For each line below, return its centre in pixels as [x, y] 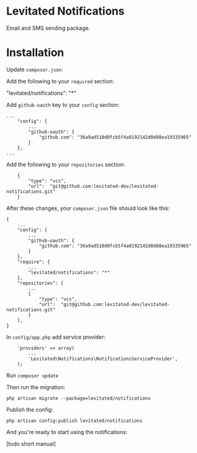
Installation [35, 53]
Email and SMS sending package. [48, 28]
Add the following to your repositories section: [66, 164]
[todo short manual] [31, 444]
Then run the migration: [36, 387]
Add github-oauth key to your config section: [63, 105]
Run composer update [33, 375]
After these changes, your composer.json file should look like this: [88, 208]
